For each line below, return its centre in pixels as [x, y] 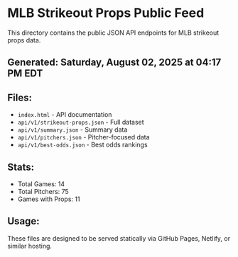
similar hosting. [29, 246]
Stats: [21, 167]
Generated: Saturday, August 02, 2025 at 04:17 [114, 63]
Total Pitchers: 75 [43, 191]
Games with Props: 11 [49, 199]
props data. [24, 40]
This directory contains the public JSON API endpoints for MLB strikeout [113, 33]
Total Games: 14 [41, 184]
